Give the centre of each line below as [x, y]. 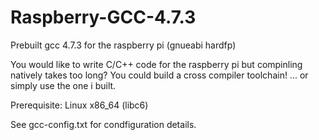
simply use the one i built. [63, 85]
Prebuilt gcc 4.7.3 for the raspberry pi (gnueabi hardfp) [123, 45]
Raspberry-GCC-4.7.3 [103, 17]
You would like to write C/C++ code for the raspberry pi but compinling [156, 64]
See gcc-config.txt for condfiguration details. [103, 124]
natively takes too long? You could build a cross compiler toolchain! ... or [159, 75]
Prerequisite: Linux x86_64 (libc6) [79, 105]
